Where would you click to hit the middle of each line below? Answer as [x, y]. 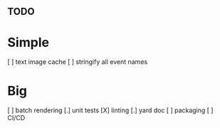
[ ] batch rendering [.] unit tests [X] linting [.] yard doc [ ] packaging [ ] [110, 110]
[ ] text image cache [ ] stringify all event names [78, 62]
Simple [28, 42]
